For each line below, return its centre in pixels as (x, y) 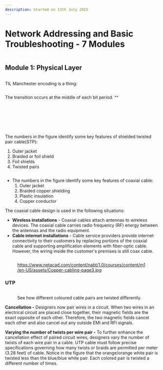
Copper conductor (38, 201)
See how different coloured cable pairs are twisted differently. (79, 297)
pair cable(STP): (21, 142)
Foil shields (23, 162)
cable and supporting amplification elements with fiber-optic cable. (80, 246)
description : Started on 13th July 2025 (47, 10)
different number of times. (31, 363)
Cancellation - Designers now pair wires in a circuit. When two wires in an (80, 307)
